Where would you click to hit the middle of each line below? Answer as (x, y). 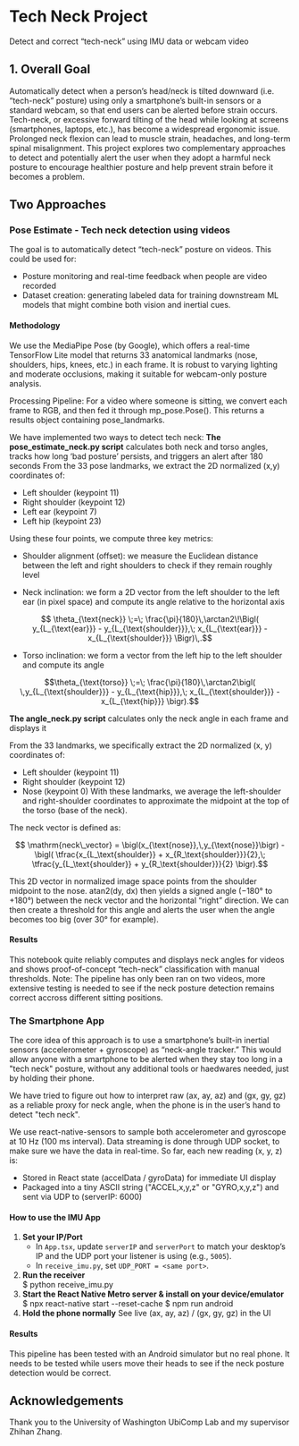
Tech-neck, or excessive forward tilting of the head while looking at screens (149, 119)
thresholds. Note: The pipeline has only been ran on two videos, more (137, 978)
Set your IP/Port (52, 1238)
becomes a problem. (47, 176)
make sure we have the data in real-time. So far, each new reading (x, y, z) (146, 1151)
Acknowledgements (66, 1401)
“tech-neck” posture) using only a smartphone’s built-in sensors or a (135, 100)
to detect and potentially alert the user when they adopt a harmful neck (140, 157)
